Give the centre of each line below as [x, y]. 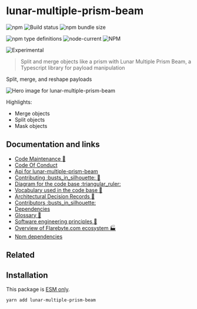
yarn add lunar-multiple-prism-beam [51, 300]
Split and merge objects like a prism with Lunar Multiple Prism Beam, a [106, 61]
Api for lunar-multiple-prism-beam [56, 171]
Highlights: [19, 102]
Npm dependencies [39, 236]
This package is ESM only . [38, 289]
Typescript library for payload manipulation [73, 68]
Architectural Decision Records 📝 [55, 196]
